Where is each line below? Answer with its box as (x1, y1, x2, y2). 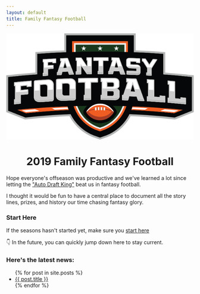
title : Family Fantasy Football (6, 15, 86, 22)
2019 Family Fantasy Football (26, 154, 174, 168)
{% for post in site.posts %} (14, 269, 83, 276)
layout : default (6, 10, 46, 15)
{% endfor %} (14, 282, 49, 289)
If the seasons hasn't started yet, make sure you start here (6, 226, 150, 234)
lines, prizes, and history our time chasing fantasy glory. (6, 198, 144, 206)
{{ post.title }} (14, 276, 49, 283)
